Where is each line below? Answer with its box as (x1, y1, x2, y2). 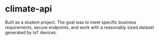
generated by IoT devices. (5, 29, 57, 35)
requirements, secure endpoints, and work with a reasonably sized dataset (5, 24, 154, 30)
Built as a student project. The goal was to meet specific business (5, 19, 137, 25)
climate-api (5, 3, 52, 14)
